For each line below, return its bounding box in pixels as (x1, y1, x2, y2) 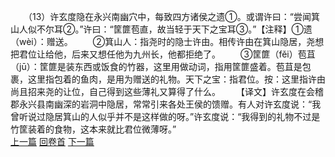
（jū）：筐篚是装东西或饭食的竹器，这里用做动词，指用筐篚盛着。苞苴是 (10, 61, 303, 72)
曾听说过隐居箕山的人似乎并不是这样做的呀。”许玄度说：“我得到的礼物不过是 (10, 111, 321, 122)
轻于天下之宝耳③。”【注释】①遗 (174, 23, 313, 35)
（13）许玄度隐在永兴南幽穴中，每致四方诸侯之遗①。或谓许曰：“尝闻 (27, 11, 312, 22)
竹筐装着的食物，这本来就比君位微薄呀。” (10, 123, 177, 135)
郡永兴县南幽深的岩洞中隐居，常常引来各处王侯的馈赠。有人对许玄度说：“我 (10, 98, 322, 110)
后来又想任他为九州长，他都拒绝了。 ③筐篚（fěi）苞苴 (71, 48, 316, 60)
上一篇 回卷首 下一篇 (10, 136, 95, 147)
